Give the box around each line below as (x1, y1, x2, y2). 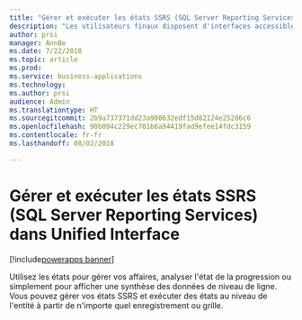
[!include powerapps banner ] (9, 253, 115, 264)
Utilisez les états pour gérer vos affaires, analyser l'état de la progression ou (9, 271, 292, 282)
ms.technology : (9, 80, 67, 89)
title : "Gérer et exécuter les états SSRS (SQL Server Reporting (9, 13, 259, 23)
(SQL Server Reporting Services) (9, 205, 259, 225)
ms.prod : (9, 64, 42, 73)
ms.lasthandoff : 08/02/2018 (9, 139, 115, 148)
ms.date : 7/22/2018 (9, 47, 83, 56)
